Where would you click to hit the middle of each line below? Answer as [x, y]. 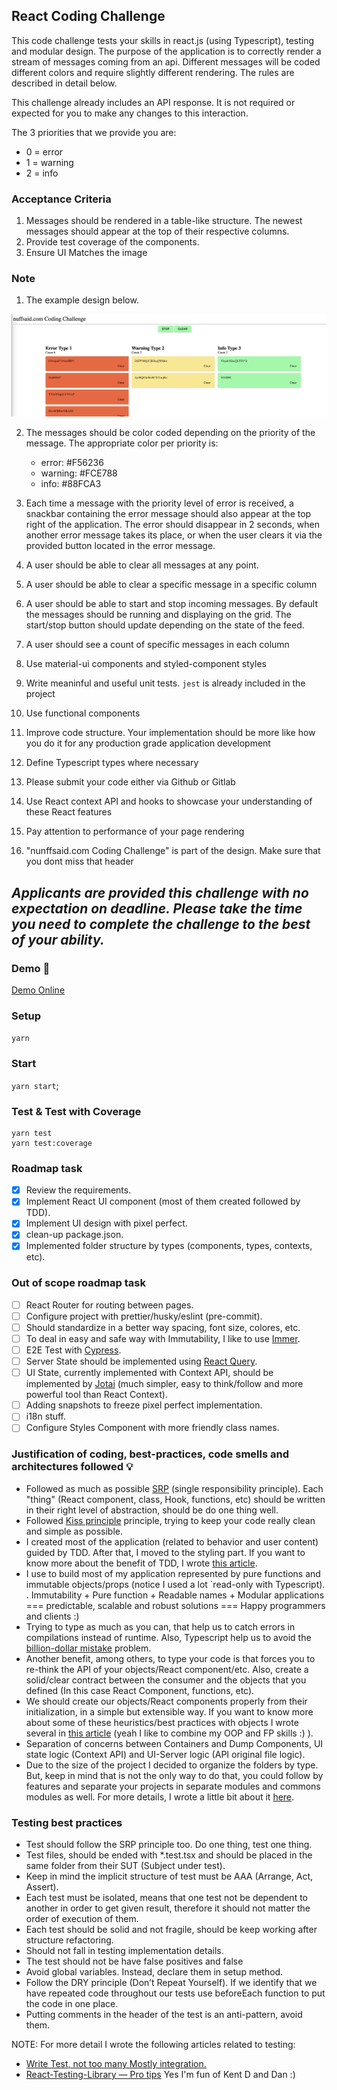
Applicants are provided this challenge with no [160, 892]
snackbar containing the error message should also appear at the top [168, 514]
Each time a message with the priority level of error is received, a [159, 503]
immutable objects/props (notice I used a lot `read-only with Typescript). [175, 1584]
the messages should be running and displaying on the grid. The [158, 615]
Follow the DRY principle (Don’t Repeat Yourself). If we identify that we [171, 1982]
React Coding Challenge [88, 16]
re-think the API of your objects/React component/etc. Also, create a [167, 1669]
